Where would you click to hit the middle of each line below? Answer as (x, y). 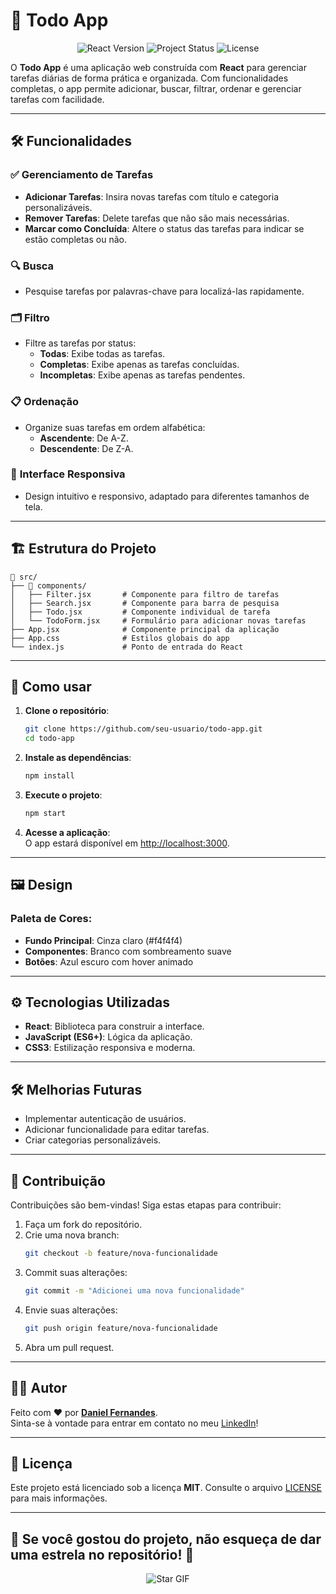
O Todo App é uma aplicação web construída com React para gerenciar (158, 67)
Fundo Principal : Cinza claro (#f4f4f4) (103, 940)
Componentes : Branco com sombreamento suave (128, 951)
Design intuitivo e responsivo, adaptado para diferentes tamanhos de (167, 496)
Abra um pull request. (69, 1347)
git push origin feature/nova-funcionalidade (121, 1328)
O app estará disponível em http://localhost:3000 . (127, 843)
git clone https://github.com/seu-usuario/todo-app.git (143, 729)
